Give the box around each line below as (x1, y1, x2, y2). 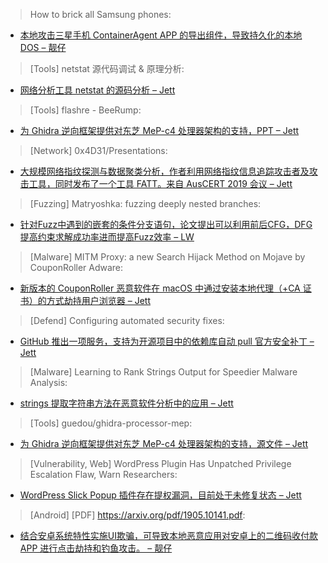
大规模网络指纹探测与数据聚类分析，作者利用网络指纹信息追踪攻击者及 (19, 165, 310, 177)
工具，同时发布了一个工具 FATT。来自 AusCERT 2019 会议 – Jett (28, 178, 293, 189)
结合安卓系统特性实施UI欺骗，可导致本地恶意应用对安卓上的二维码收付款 (19, 530, 318, 541)
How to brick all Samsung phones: (29, 9, 172, 20)
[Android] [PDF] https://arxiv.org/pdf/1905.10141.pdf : (29, 509, 246, 521)
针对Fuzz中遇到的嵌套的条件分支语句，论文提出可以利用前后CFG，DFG (19, 219, 313, 230)
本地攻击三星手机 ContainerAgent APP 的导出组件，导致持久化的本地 (19, 29, 303, 41)
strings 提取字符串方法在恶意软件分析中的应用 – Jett (19, 397, 234, 409)
